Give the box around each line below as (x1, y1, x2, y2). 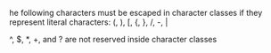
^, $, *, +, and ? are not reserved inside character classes (9, 34, 218, 44)
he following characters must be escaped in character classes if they (9, 8, 263, 18)
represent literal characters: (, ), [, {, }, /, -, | (9, 17, 168, 27)
